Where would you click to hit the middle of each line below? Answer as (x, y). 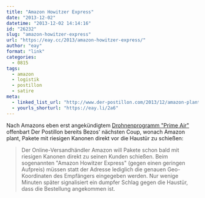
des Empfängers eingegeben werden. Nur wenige (116, 176)
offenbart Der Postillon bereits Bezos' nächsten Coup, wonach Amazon (95, 132)
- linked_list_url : (37, 102)
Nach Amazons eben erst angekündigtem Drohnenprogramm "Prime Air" (98, 125)
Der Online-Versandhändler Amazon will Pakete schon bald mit (100, 150)
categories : (21, 57)
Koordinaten (37, 176)
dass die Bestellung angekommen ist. (68, 188)
